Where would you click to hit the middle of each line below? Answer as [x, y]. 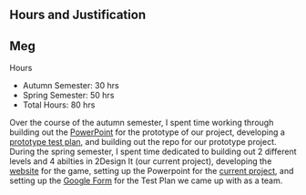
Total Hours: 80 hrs [59, 105]
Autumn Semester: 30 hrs [71, 86]
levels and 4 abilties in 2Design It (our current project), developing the [141, 161]
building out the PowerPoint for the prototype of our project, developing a [147, 132]
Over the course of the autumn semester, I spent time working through [142, 123]
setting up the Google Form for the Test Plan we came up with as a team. [146, 180]
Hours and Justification [78, 15]
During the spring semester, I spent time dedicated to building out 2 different [153, 152]
